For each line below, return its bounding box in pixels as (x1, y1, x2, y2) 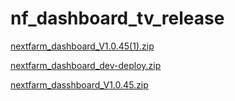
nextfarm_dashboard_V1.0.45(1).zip (10, 40, 155, 52)
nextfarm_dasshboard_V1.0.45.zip (10, 78, 149, 91)
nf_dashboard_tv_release (10, 7, 225, 30)
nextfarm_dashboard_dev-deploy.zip (10, 59, 162, 71)
